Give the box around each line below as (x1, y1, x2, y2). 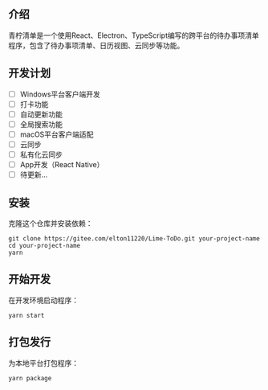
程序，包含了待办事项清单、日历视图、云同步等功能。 (8, 40, 185, 50)
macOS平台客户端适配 (19, 129, 94, 139)
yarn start (8, 311, 45, 319)
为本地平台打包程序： (8, 358, 79, 367)
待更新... (19, 170, 48, 179)
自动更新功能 (19, 109, 63, 119)
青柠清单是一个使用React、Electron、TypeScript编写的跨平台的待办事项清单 (8, 31, 259, 40)
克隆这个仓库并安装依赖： (8, 219, 93, 228)
